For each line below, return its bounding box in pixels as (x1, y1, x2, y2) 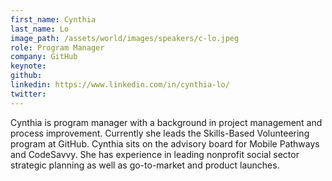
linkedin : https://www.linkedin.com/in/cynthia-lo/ (10, 80, 230, 90)
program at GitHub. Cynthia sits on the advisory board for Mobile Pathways (10, 137, 320, 150)
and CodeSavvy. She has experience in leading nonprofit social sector (10, 148, 300, 160)
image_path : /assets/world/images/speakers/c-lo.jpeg (10, 33, 240, 43)
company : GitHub (10, 52, 78, 62)
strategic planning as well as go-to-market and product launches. (10, 159, 280, 171)
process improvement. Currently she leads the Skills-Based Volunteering (10, 127, 310, 139)
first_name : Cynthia (10, 14, 97, 25)
